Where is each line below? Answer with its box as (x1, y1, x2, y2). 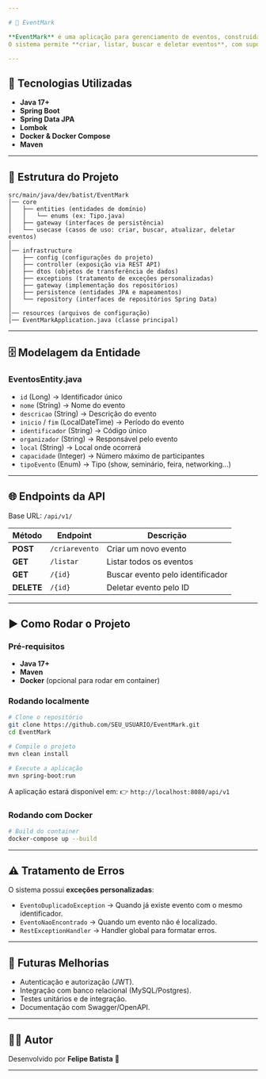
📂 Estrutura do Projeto (8, 170, 119, 183)
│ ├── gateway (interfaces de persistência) (8, 219, 165, 227)
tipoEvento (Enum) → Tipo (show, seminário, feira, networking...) (19, 459, 232, 469)
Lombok (19, 123, 47, 132)
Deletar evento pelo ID (106, 582, 190, 593)
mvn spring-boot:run (8, 771, 77, 780)
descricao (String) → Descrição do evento (19, 409, 157, 418)
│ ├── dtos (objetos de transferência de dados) (8, 267, 179, 275)
